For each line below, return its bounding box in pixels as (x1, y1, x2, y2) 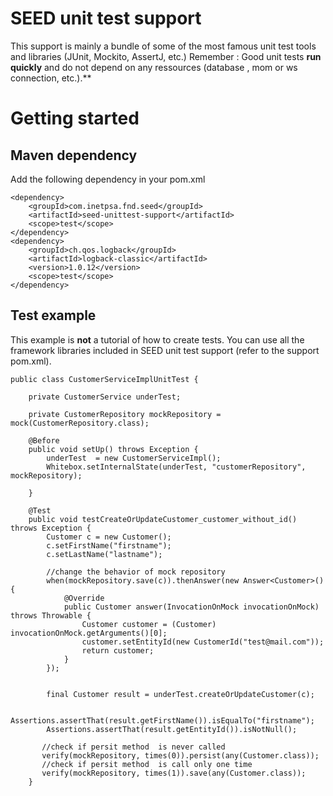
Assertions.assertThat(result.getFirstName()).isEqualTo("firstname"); (10, 715, 315, 726)
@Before (28, 435, 60, 446)
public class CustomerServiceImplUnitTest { (10, 374, 199, 384)
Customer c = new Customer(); (46, 532, 172, 542)
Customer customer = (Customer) (81, 619, 217, 629)
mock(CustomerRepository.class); (10, 418, 150, 428)
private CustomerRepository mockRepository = (28, 409, 222, 419)
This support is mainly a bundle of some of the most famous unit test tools (10, 40, 317, 52)
